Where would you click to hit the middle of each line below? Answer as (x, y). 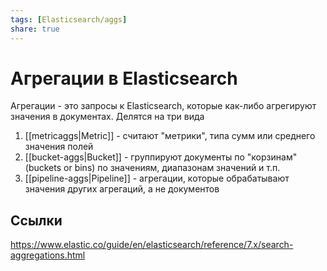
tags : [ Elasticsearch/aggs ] (69, 19)
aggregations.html (48, 255)
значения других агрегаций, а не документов (122, 189)
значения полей (59, 147)
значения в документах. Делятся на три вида (107, 117)
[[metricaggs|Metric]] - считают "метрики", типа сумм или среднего (170, 136)
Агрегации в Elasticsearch (124, 78)
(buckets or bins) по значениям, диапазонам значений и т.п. (152, 168)
